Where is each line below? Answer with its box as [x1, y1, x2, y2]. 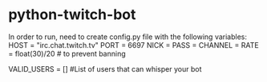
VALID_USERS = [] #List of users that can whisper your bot [8, 64, 202, 73]
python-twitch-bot [8, 6, 136, 24]
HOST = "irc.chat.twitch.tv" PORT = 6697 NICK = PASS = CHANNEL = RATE [8, 40, 259, 49]
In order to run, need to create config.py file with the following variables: [8, 32, 247, 41]
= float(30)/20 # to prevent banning [8, 49, 126, 58]
